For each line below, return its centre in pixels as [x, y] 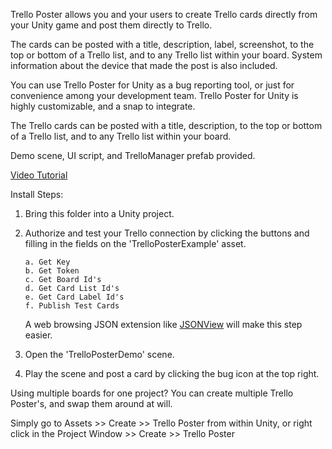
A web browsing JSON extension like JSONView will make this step [163, 324]
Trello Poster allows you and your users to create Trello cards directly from [164, 14]
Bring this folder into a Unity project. [99, 213]
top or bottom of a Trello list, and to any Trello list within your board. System [166, 55]
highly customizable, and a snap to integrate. [103, 106]
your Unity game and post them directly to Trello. [111, 25]
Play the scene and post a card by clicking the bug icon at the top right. [172, 373]
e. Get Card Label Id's [74, 297]
